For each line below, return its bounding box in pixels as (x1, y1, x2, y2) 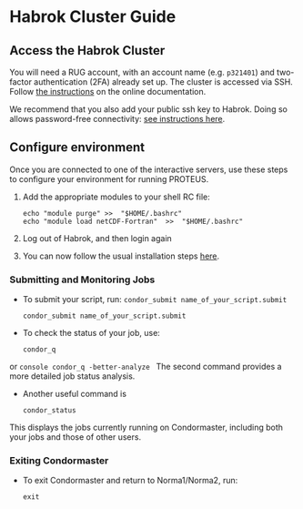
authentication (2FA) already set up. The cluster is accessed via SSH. (33, 76, 293, 87)
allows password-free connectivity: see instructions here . (9, 114, 226, 124)
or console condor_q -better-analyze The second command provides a (9, 361, 282, 372)
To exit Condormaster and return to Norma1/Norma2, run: (22, 475, 238, 486)
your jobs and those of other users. (9, 432, 142, 443)
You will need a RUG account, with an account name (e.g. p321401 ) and (9, 66, 275, 77)
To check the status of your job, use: (22, 328, 161, 339)
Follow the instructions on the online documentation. (9, 87, 207, 97)
